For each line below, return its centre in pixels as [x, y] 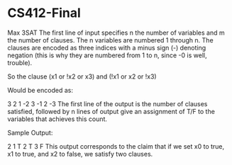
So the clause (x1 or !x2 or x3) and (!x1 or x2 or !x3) [82, 76]
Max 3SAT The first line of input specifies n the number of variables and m [116, 33]
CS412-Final [44, 13]
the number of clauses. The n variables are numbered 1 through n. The [111, 40]
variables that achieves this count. [57, 119]
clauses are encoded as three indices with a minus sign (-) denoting [107, 47]
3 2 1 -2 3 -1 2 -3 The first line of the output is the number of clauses [107, 103]
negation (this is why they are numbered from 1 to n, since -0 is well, [107, 55]
